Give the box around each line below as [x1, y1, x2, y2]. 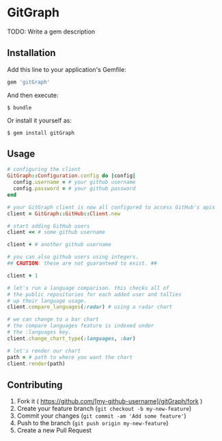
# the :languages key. [7, 329, 72, 336]
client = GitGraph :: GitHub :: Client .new [7, 210, 121, 217]
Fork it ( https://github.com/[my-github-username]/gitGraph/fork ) [16, 397, 203, 405]
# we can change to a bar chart [7, 316, 99, 323]
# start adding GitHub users [7, 222, 90, 230]
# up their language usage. [7, 297, 87, 304]
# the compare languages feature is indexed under [7, 323, 154, 330]
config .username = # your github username [13, 179, 136, 186]
